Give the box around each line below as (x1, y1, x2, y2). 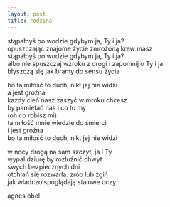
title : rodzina (7, 17, 53, 24)
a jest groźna (7, 88, 46, 97)
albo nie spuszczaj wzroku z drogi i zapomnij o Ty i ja (7, 59, 164, 68)
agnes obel (7, 191, 41, 200)
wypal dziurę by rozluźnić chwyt (7, 154, 102, 164)
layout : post (7, 10, 46, 18)
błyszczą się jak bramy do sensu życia (7, 67, 120, 75)
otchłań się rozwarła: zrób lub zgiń (7, 170, 109, 179)
